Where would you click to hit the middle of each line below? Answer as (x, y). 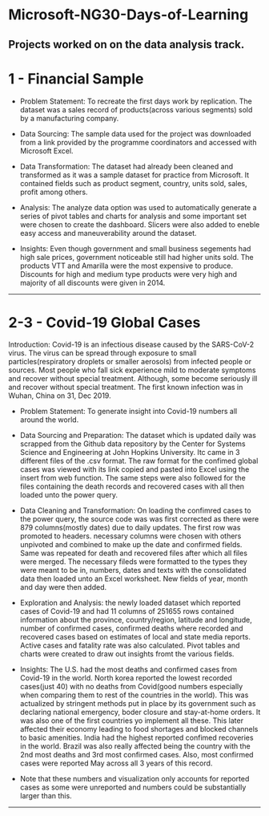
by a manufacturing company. (69, 118)
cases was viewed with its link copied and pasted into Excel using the (134, 469)
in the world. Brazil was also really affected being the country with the (135, 746)
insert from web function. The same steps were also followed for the (132, 478)
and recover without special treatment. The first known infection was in (126, 388)
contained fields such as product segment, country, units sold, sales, (134, 183)
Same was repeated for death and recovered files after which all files (134, 553)
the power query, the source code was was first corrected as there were (139, 519)
